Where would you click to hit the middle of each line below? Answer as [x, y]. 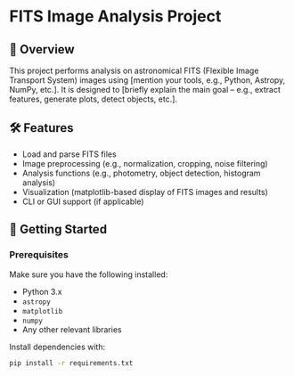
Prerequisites [39, 255]
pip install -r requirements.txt [71, 363]
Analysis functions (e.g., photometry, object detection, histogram [141, 173]
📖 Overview [42, 49]
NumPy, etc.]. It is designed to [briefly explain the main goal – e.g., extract [145, 90]
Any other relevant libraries [72, 329]
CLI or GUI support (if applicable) [83, 201]
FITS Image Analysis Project [115, 16]
